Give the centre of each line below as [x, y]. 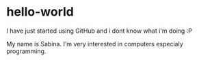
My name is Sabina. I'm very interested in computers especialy [95, 44]
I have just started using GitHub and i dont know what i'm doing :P [99, 31]
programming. [26, 51]
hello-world [40, 12]
